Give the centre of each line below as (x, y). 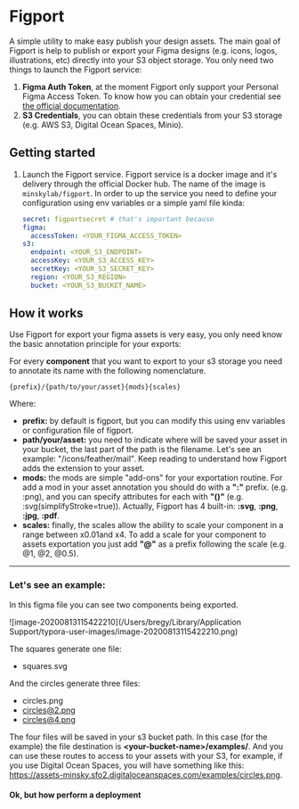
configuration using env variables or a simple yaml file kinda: (133, 202)
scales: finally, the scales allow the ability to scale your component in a (153, 525)
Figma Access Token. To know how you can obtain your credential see (152, 96)
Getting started (53, 153)
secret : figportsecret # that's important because (118, 219)
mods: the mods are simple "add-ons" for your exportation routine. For (152, 478)
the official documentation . (72, 105)
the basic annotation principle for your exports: (95, 344)
